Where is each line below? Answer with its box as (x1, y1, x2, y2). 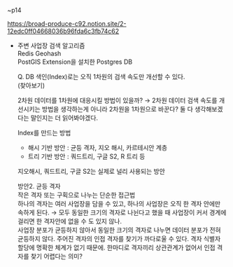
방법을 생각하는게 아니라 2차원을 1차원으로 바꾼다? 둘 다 (41, 105, 194, 113)
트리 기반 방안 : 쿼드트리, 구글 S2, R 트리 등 (27, 152, 146, 160)
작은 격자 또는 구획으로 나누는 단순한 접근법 (17, 191, 136, 199)
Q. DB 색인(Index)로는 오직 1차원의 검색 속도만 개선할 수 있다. (17, 73, 185, 81)
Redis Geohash (17, 49, 62, 57)
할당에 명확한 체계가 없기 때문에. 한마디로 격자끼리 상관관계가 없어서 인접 (17, 243, 216, 252)
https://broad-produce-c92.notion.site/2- (7, 20, 127, 27)
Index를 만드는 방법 (17, 129, 71, 137)
